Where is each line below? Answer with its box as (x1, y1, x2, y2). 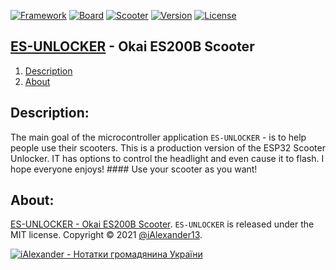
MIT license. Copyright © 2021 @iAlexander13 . (10, 229, 203, 241)
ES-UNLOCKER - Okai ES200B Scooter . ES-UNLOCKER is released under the (10, 218, 315, 230)
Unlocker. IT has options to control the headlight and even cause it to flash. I (10, 152, 325, 164)
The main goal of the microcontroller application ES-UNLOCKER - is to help (10, 131, 307, 143)
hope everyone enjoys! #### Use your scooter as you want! (10, 163, 258, 175)
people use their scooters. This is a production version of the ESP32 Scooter (10, 141, 326, 154)
